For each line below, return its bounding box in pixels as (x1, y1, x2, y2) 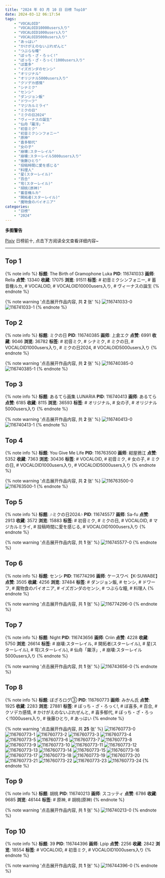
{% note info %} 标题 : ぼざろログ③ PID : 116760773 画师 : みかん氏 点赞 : (5, 697, 150, 703)
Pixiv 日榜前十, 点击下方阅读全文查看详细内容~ (5, 238, 99, 244)
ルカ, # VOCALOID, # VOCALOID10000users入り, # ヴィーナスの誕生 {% (13, 283, 160, 289)
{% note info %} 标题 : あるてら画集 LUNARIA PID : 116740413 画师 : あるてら (5, 393, 157, 399)
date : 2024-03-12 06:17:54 (5, 12, 60, 17)
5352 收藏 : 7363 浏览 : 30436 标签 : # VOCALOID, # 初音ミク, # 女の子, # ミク (5, 456, 160, 462)
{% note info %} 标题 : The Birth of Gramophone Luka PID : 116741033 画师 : (5, 270, 155, 276)
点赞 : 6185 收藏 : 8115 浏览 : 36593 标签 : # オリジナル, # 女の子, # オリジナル (5, 400, 157, 406)
